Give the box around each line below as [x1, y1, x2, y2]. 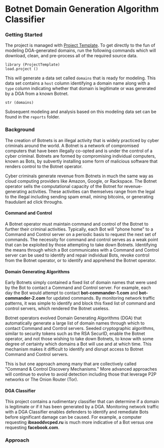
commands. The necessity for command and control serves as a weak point [5, 236, 158, 242]
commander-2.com [5, 295, 46, 301]
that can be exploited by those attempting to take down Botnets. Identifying [5, 241, 157, 248]
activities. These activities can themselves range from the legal [28, 189, 156, 194]
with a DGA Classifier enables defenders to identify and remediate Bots [5, 409, 149, 415]
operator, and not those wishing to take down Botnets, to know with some [5, 336, 154, 342]
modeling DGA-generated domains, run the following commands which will [5, 47, 156, 53]
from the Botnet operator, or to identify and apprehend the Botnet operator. [5, 257, 157, 263]
